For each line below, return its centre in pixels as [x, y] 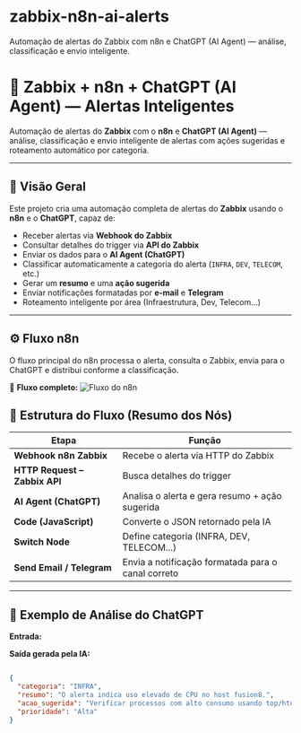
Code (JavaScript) [54, 522]
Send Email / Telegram [63, 568]
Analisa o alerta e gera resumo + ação [202, 496]
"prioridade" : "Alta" [58, 711]
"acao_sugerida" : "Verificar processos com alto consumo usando [140, 703]
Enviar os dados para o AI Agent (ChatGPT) [103, 254]
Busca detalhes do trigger [176, 476]
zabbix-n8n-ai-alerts [90, 17]
